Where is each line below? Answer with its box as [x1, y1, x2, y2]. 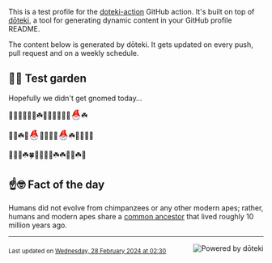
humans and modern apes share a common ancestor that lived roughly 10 [8, 212, 254, 222]
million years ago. [8, 220, 67, 230]
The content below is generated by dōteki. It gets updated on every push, [8, 40, 253, 49]
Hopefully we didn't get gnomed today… [8, 93, 142, 103]
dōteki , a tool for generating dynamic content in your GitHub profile [8, 15, 232, 25]
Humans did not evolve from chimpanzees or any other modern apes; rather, [8, 203, 264, 213]
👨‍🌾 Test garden [8, 72, 87, 86]
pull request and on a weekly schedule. [8, 49, 139, 57]
